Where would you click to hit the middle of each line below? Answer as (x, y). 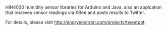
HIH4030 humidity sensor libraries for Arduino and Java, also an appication (84, 7)
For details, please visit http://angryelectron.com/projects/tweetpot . (76, 22)
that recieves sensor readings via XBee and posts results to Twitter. (75, 12)
